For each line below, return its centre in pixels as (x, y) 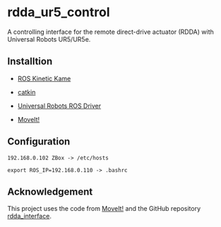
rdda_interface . (29, 216)
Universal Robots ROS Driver (59, 106)
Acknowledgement (50, 191)
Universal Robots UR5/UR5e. (49, 39)
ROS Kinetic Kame (44, 78)
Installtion (30, 62)
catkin (26, 92)
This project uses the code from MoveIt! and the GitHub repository (104, 209)
